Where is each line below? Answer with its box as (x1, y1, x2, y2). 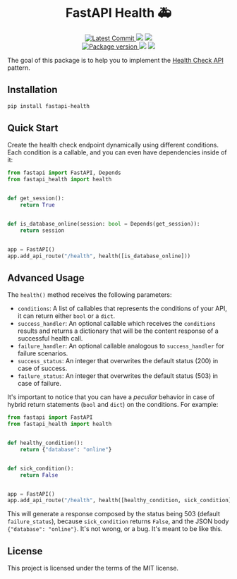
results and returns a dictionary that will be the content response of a (17, 327, 219, 335)
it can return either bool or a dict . (17, 312, 116, 320)
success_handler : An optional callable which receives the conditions (17, 319, 217, 328)
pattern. (7, 63, 30, 72)
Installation (7, 84, 58, 96)
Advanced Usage (7, 272, 85, 284)
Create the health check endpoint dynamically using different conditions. (7, 141, 219, 150)
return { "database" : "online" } (20, 446, 112, 453)
